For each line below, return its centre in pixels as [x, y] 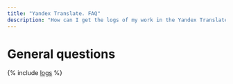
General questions [61, 54]
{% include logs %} [35, 73]
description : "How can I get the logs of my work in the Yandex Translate [118, 20]
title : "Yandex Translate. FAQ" [54, 13]
